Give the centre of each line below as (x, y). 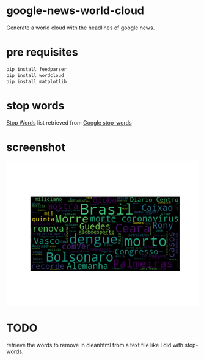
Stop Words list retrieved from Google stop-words (69, 122)
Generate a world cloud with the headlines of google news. (81, 28)
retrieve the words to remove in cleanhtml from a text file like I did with (95, 345)
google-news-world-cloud (75, 11)
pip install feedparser (37, 69)
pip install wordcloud (35, 75)
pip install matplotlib (37, 81)
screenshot (36, 147)
